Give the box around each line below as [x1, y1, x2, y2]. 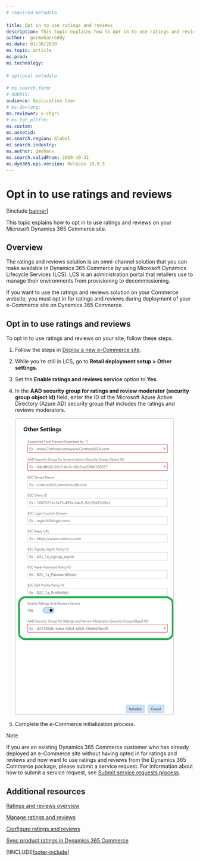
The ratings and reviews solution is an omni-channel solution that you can [6, 258, 187, 265]
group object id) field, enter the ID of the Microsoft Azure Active [14, 394, 173, 401]
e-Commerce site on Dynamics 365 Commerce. [6, 302, 124, 309]
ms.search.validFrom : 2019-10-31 [6, 155, 89, 161]
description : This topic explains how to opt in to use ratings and [6, 29, 180, 35]
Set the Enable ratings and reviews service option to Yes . [14, 376, 158, 383]
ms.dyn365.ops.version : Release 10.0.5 [6, 161, 105, 167]
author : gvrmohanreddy [6, 35, 65, 41]
